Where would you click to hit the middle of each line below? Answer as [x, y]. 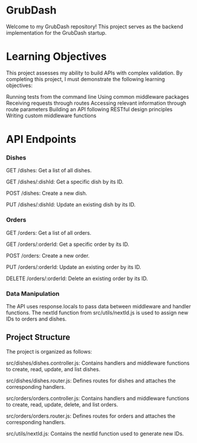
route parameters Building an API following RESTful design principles [89, 109]
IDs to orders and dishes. [36, 319]
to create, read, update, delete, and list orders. [62, 404]
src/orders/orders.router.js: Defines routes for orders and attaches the [91, 416]
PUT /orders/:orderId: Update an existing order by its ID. [74, 267]
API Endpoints [41, 139]
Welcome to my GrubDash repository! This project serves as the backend [95, 26]
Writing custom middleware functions [51, 115]
